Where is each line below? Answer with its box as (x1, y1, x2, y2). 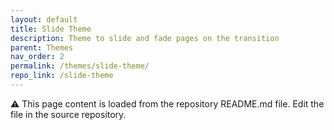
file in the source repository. (10, 108, 127, 120)
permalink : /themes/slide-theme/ (10, 61, 150, 71)
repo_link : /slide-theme (10, 71, 114, 81)
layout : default (10, 14, 78, 25)
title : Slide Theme (10, 24, 92, 34)
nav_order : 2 (10, 52, 65, 62)
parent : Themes (10, 42, 74, 53)
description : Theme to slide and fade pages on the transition (10, 33, 280, 43)
